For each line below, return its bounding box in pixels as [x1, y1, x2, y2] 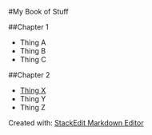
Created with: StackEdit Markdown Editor [8, 118, 144, 127]
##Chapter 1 [8, 22, 50, 31]
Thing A [19, 38, 46, 47]
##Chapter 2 [8, 70, 50, 79]
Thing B [19, 46, 46, 55]
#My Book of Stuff [8, 7, 70, 16]
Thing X [19, 85, 46, 95]
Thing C [19, 55, 46, 64]
